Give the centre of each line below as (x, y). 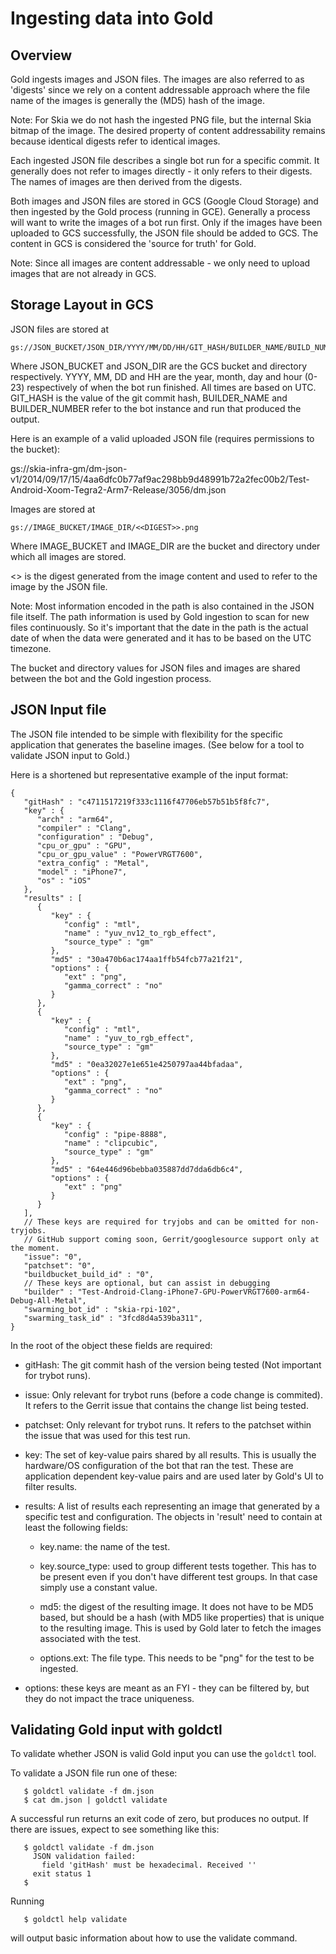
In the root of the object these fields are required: (111, 1345)
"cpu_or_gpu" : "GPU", (84, 845)
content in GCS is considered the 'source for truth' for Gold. (133, 243)
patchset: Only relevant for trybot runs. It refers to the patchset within (168, 1424)
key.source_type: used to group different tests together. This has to (178, 1566)
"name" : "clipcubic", (111, 1143)
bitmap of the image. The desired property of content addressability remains (168, 130)
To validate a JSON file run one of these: (94, 1773)
